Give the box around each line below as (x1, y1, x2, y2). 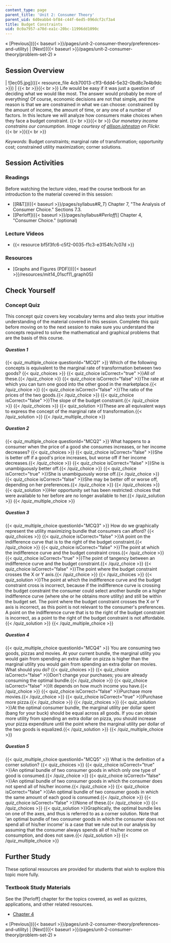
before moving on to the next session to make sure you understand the (5, 324, 155, 330)
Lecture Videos (5, 230, 44, 237)
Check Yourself (5, 286, 56, 295)
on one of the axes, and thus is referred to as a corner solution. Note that (5, 810, 159, 816)
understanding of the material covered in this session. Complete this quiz (5, 318, 159, 324)
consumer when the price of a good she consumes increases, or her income (5, 443, 166, 450)
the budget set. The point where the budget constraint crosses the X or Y (5, 598, 160, 604)
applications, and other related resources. (5, 901, 93, 907)
